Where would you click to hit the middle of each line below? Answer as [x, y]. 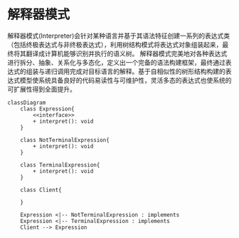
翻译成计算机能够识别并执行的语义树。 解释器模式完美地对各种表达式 [127, 53]
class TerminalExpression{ [60, 165]
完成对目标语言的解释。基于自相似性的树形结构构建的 [147, 71]
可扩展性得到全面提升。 [42, 89]
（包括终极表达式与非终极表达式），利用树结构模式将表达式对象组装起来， [115, 44]
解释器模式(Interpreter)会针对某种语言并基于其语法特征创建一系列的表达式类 [118, 36]
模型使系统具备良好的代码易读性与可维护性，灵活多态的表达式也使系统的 [126, 80]
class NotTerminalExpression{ [65, 140]
